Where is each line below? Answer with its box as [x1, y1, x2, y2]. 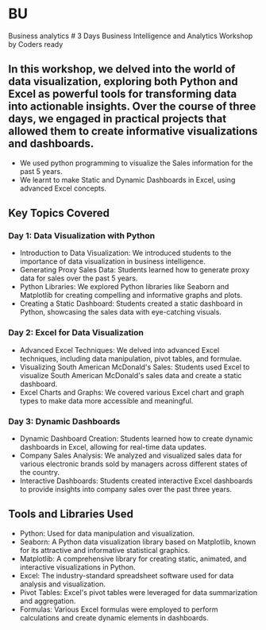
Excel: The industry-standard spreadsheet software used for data [19, 570, 234, 580]
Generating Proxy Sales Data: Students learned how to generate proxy [19, 265, 250, 275]
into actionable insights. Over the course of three [8, 100, 256, 114]
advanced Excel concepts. [19, 184, 107, 193]
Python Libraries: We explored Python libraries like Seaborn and [19, 282, 229, 292]
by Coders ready [8, 39, 64, 48]
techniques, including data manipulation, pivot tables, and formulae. [19, 354, 242, 363]
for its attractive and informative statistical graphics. [19, 545, 191, 555]
